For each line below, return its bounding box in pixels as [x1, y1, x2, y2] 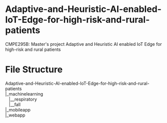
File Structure [5, 64, 63, 75]
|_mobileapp [5, 107, 31, 113]
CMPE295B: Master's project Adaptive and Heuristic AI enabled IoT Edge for [5, 41, 162, 47]
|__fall [8, 101, 21, 108]
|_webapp [5, 112, 26, 118]
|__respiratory [8, 96, 37, 102]
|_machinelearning [5, 91, 43, 97]
